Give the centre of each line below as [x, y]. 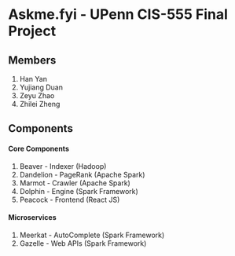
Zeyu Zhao [37, 95]
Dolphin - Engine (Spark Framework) [79, 191]
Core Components [39, 148]
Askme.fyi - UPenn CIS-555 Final [118, 15]
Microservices [32, 218]
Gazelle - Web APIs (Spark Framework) [83, 243]
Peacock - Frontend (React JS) [70, 199]
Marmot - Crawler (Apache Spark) [75, 183]
